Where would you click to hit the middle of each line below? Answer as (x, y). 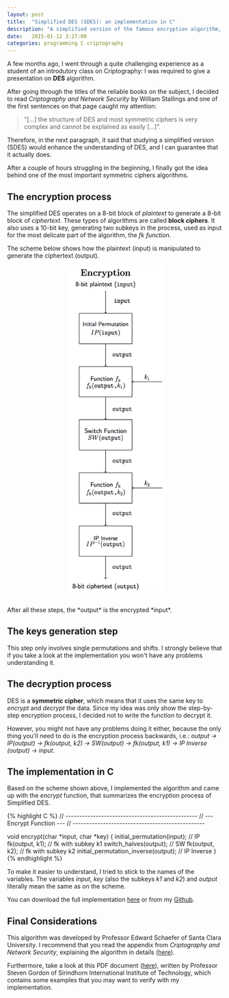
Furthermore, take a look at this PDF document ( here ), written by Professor (112, 966)
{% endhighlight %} (35, 859)
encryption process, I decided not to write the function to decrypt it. (117, 715)
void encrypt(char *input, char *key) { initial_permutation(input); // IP (104, 837)
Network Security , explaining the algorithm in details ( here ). (91, 952)
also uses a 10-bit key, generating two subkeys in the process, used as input (114, 228)
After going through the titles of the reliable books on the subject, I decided (113, 92)
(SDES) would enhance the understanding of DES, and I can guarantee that (113, 147)
